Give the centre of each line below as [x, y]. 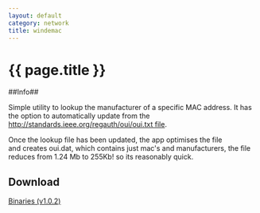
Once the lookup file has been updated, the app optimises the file [115, 140]
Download [34, 181]
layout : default [35, 16]
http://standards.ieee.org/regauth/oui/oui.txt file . [87, 124]
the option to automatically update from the [79, 116]
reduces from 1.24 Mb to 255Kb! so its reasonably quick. [101, 157]
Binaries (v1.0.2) [35, 201]
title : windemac [35, 30]
